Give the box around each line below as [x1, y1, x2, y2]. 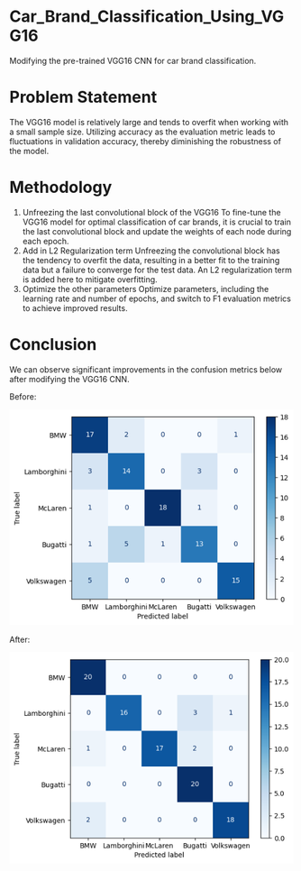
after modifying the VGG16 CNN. [9, 373, 130, 384]
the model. [9, 145, 50, 156]
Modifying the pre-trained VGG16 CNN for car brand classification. [9, 55, 257, 66]
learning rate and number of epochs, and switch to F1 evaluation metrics [22, 293, 291, 304]
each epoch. [22, 235, 69, 246]
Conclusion [9, 335, 97, 354]
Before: [9, 390, 37, 402]
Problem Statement [9, 87, 158, 107]
